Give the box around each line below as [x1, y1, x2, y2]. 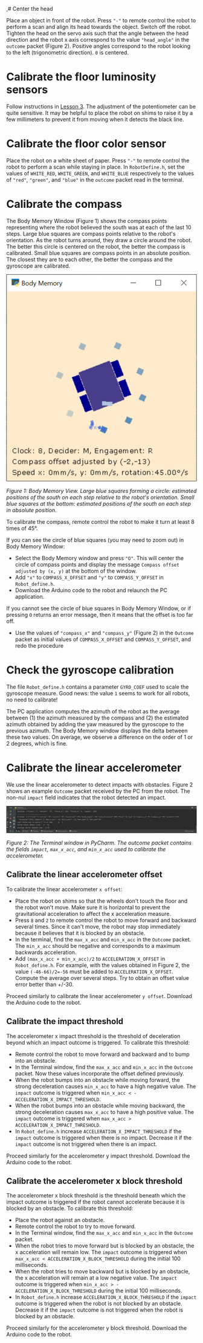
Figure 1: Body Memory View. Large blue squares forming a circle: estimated [6, 487, 197, 494]
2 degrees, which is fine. [6, 739, 68, 747]
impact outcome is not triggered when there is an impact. [14, 1140, 157, 1147]
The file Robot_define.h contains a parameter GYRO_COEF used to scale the [6, 683, 189, 691]
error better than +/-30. [14, 981, 74, 988]
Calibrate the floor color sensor [6, 137, 167, 150]
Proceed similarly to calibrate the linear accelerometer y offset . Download [6, 992, 192, 999]
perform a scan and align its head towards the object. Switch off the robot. [6, 24, 192, 30]
